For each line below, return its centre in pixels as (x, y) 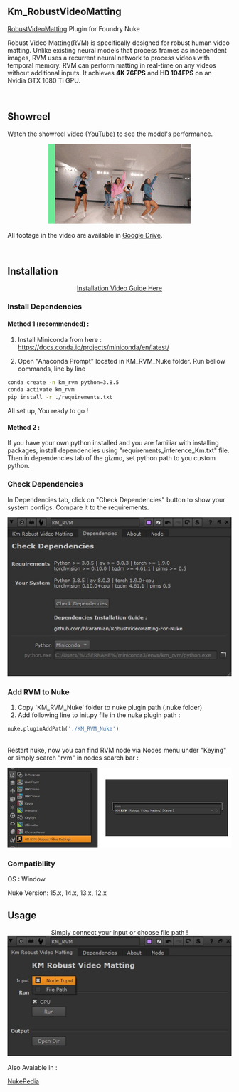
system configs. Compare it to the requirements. (78, 507)
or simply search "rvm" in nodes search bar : (73, 758)
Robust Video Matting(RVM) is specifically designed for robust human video (118, 43)
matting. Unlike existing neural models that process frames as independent (117, 50)
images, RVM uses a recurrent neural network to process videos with (108, 58)
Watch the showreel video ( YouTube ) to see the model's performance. (110, 134)
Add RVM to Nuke (38, 691)
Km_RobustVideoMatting (64, 12)
